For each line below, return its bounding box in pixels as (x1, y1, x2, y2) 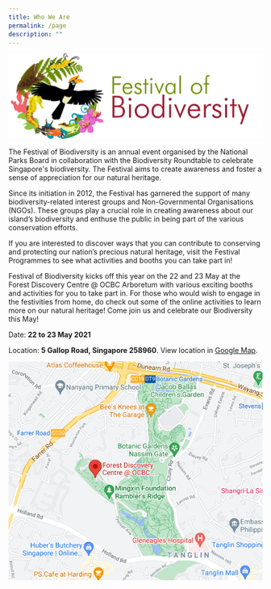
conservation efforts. (8, 222, 78, 232)
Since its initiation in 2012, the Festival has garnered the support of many (8, 188, 251, 198)
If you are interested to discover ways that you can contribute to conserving (8, 238, 261, 248)
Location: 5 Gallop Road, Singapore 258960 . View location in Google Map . (8, 345, 258, 355)
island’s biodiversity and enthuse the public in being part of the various (8, 214, 244, 224)
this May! (8, 313, 39, 323)
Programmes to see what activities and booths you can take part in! (8, 255, 233, 265)
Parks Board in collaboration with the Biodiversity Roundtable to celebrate (8, 155, 254, 165)
